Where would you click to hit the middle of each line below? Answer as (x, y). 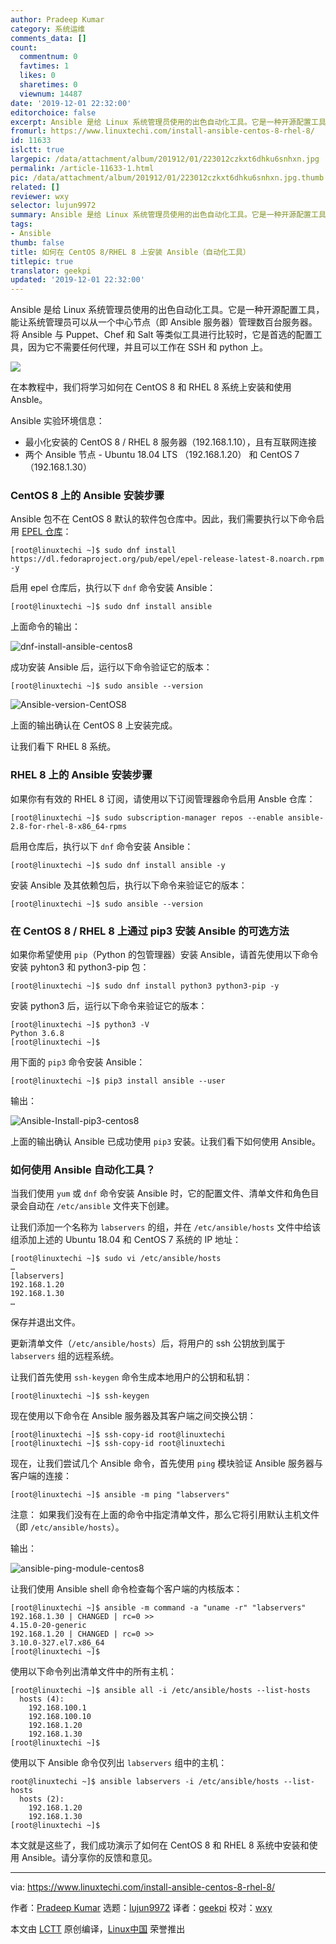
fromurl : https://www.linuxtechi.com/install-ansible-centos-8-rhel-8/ (162, 131)
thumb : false (37, 242)
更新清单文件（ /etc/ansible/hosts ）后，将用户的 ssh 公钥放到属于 (148, 1343)
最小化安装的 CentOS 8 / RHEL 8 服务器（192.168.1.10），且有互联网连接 (170, 442)
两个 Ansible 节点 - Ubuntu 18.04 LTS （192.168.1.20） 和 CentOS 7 (162, 455)
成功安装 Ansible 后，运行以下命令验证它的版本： (111, 667)
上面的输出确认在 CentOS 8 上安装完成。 (94, 725)
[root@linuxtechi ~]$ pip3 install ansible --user (118, 1081)
